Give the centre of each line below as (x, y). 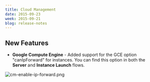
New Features (27, 43)
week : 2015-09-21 (23, 19)
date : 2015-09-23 (23, 14)
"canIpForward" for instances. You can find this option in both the (79, 60)
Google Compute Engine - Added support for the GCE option (74, 55)
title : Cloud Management (30, 10)
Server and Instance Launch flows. (48, 65)
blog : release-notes (26, 23)
